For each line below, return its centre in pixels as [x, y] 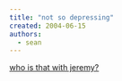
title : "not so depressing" [62, 17]
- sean [30, 42]
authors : [26, 34]
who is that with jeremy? [54, 68]
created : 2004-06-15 [48, 26]
